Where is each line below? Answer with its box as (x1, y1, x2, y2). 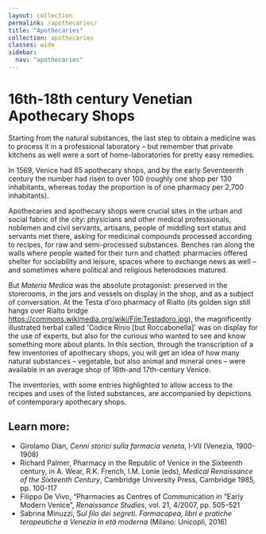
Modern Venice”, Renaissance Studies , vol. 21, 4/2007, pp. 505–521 (19, 500, 241, 509)
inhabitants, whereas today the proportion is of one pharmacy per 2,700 (8, 182, 245, 191)
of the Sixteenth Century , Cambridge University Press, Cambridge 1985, (19, 474, 256, 484)
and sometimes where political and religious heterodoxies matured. (8, 265, 228, 275)
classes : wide (8, 41, 56, 49)
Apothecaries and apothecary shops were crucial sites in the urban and (8, 206, 242, 215)
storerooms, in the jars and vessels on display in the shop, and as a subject (8, 289, 254, 298)
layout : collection (8, 11, 73, 20)
